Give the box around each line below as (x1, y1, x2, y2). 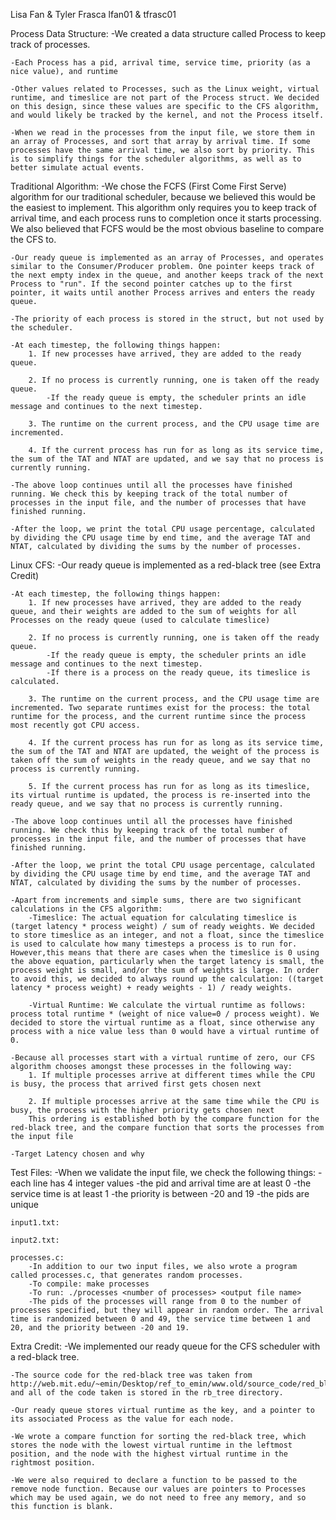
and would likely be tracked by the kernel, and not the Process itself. (10, 110, 325, 120)
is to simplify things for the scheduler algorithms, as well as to (10, 154, 302, 164)
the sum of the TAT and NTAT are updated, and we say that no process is (10, 454, 325, 464)
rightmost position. (10, 1458, 97, 1468)
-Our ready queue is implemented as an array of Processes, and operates (10, 253, 325, 263)
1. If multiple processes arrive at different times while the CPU (28, 1070, 315, 1080)
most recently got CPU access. (10, 720, 141, 730)
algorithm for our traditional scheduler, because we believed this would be (10, 191, 317, 203)
